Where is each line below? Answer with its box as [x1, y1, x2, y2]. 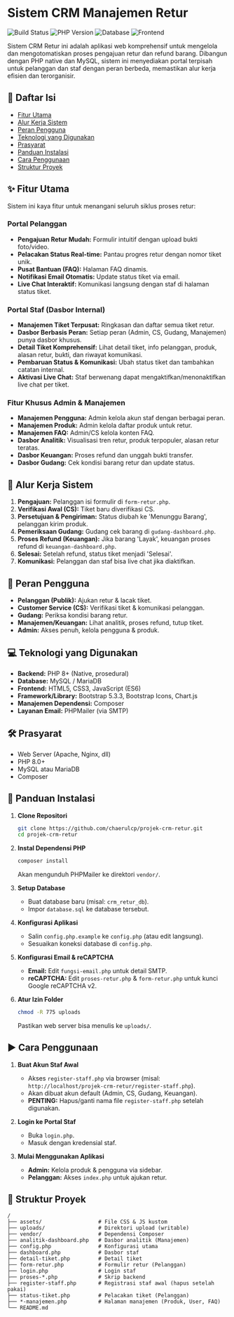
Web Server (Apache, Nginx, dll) [17, 749, 111, 758]
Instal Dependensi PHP [17, 844, 86, 853]
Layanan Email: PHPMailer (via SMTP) [17, 707, 129, 715]
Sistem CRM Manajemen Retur [7, 5, 188, 21]
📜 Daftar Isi [7, 92, 56, 104]
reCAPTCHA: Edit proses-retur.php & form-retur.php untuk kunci [27, 974, 219, 983]
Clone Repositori [17, 811, 68, 820]
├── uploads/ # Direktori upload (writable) [7, 1224, 190, 1231]
